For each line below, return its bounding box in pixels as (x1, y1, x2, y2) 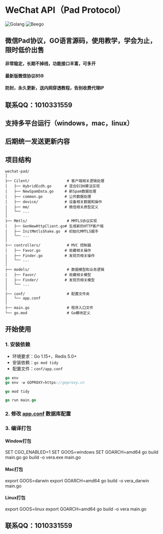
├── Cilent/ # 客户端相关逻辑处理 (5, 178, 104, 184)
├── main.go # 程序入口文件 (5, 305, 94, 310)
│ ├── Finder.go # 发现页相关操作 (5, 253, 95, 259)
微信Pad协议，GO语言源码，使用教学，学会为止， (5, 36, 157, 45)
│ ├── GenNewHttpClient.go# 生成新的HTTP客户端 (5, 224, 104, 229)
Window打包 (5, 438, 32, 444)
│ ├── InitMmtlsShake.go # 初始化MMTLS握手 (5, 229, 98, 234)
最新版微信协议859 (5, 72, 44, 79)
